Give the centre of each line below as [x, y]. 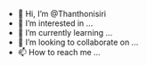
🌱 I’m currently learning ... [65, 33]
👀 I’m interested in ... [55, 23]
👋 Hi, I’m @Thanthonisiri [62, 14]
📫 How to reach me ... [59, 52]
